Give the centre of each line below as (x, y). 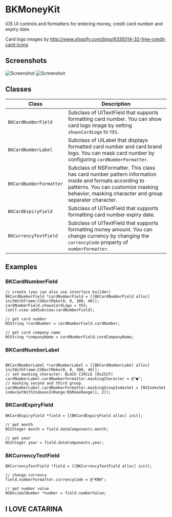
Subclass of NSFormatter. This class (111, 168)
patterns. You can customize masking (113, 187)
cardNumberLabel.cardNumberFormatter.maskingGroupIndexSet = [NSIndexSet (86, 387)
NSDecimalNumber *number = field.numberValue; (56, 493)
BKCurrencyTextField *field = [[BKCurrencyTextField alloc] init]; (79, 466)
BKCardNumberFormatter (35, 184)
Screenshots (26, 61)
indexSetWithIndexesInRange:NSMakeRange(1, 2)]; (58, 392)
